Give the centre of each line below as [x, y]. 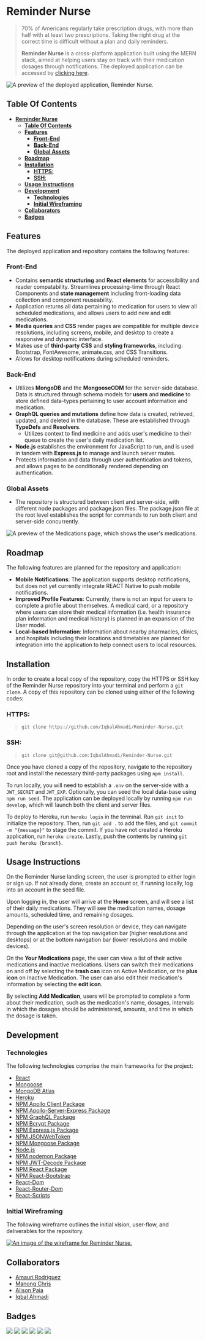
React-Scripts [32, 1196]
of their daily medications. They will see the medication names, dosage [96, 908]
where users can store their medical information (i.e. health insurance [103, 612]
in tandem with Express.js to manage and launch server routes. [95, 453]
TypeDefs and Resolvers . [48, 427]
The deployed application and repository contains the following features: [98, 251]
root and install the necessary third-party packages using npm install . [95, 773]
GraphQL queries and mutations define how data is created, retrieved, [105, 414]
